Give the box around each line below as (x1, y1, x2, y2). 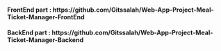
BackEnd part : (7, 28, 51, 37)
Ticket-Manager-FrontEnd (7, 12, 85, 21)
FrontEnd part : (7, 6, 52, 14)
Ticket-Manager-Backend (7, 36, 84, 44)
